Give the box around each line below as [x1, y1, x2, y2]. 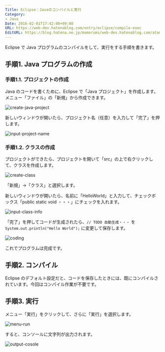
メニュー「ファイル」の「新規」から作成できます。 [5, 94, 108, 100]
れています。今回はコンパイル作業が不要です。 [5, 281, 99, 287]
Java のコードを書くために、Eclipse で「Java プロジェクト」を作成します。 [5, 88, 158, 94]
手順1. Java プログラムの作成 [5, 60, 92, 69]
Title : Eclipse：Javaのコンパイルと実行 [5, 7, 82, 12]
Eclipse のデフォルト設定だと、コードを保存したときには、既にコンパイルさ [5, 275, 159, 281]
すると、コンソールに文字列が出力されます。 [5, 331, 95, 337]
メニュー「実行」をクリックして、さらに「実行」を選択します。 [5, 311, 134, 317]
